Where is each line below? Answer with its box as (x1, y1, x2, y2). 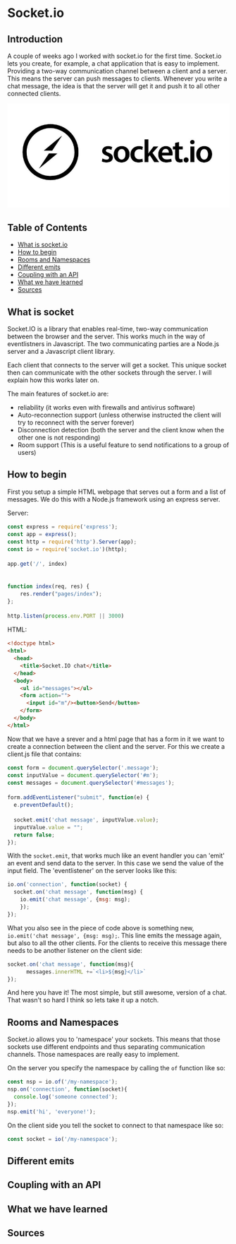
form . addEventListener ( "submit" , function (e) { (7, 794, 150, 801)
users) (17, 449, 37, 457)
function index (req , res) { (7, 583, 90, 590)
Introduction (7, 33, 63, 45)
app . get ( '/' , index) (7, 560, 68, 568)
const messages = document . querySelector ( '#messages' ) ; (7, 779, 175, 786)
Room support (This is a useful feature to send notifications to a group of (17, 441, 230, 449)
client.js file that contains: (7, 750, 82, 758)
